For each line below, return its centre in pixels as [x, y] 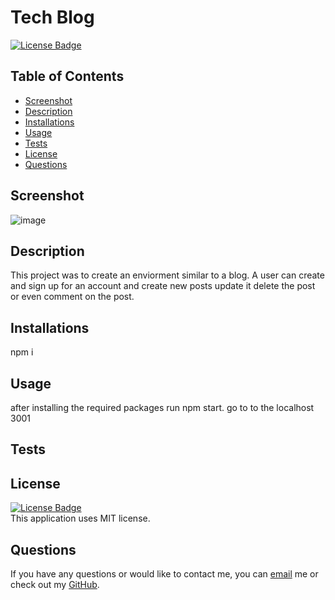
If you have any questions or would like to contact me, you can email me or [164, 574]
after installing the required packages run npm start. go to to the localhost [162, 407]
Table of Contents [67, 76]
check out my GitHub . [55, 585]
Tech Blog [52, 17]
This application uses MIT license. [80, 518]
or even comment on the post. [72, 297]
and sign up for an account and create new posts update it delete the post [163, 286]
